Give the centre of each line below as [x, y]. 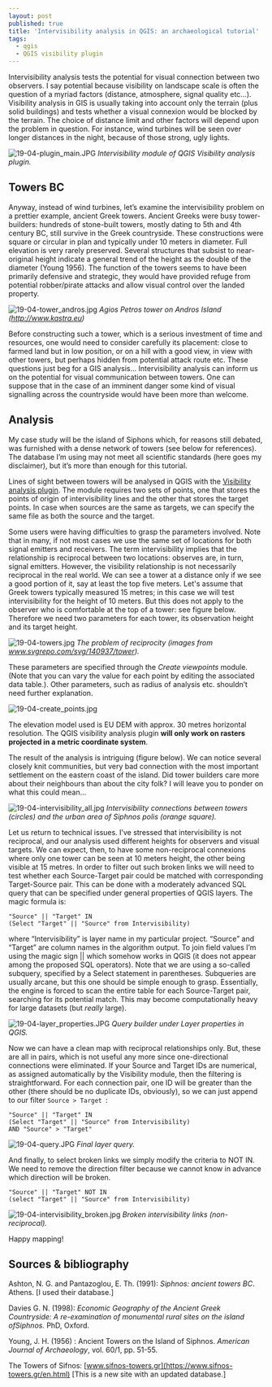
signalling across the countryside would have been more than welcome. [129, 394]
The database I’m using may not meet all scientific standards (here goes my [135, 457]
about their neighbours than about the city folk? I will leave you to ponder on [136, 783]
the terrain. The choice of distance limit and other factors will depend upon [134, 120]
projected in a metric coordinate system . [78, 742]
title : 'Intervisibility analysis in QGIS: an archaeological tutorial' [134, 31]
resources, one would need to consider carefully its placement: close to [128, 342]
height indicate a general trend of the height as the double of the [143, 259]
